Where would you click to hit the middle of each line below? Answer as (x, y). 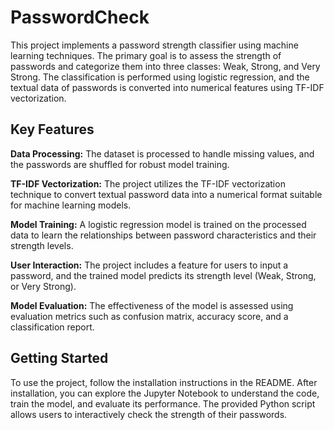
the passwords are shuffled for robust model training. (120, 164)
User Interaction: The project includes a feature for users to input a (149, 265)
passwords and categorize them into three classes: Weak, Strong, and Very (165, 66)
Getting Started (59, 358)
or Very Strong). (43, 286)
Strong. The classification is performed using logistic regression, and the (160, 77)
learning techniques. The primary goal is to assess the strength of (146, 55)
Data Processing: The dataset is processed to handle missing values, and (162, 153)
